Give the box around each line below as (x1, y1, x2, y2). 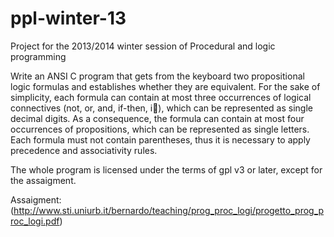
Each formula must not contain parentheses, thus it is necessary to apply (10, 133, 311, 146)
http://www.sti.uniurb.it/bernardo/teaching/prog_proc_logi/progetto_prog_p (13, 204, 325, 216)
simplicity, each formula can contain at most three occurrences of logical (10, 91, 312, 103)
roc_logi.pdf (10, 215, 60, 227)
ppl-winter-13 (10, 7, 127, 30)
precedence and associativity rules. (10, 144, 158, 156)
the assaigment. (10, 174, 77, 186)
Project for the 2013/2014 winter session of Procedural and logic (10, 40, 276, 52)
